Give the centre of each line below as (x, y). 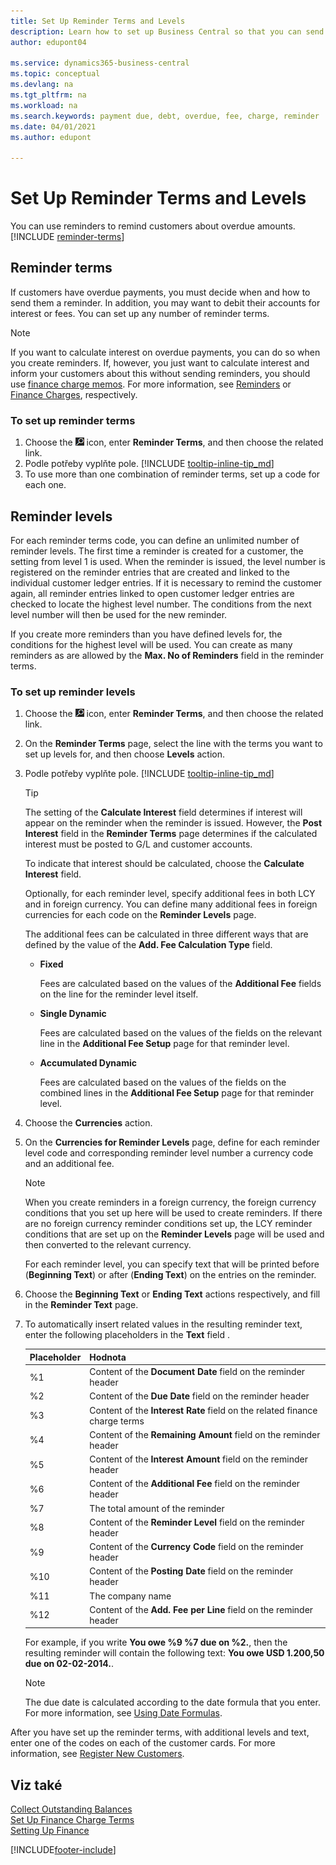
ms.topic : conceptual (55, 74)
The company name (130, 1596)
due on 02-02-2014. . (69, 1664)
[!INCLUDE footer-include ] (63, 1850)
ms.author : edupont (51, 137)
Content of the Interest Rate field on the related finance (203, 1410)
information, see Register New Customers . (97, 1754)
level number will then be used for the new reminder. (119, 614)
